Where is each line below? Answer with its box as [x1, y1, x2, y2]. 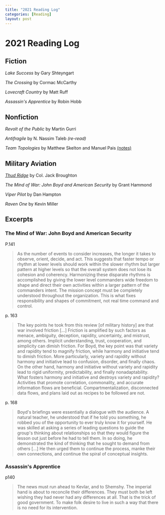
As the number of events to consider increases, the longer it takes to [17, 250, 156, 256]
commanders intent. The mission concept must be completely [17, 287, 142, 293]
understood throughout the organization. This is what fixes [17, 292, 136, 298]
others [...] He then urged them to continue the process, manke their [17, 446, 156, 452]
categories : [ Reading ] [5, 12, 52, 17]
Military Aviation [5, 159, 57, 168]
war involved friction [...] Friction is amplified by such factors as [17, 327, 146, 333]
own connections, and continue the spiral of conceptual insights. [17, 451, 148, 456]
